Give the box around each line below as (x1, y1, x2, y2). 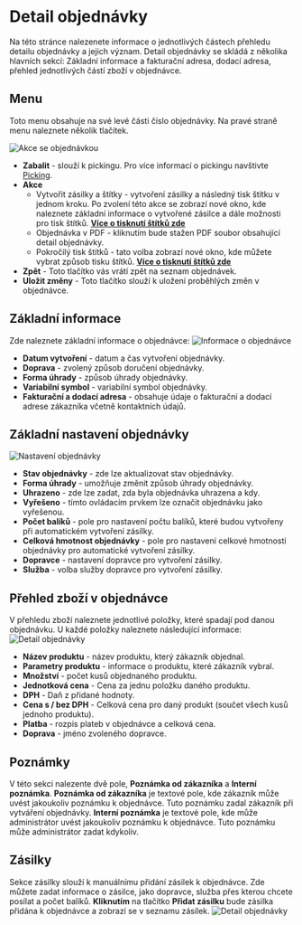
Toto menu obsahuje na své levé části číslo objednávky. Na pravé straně (9, 115, 278, 126)
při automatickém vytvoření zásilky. (22, 526, 155, 537)
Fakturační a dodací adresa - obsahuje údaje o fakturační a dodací (22, 391, 272, 401)
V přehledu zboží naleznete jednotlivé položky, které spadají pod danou (9, 615, 275, 626)
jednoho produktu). (22, 709, 95, 720)
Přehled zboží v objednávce (9, 590, 169, 606)
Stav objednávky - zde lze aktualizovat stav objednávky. (22, 468, 234, 479)
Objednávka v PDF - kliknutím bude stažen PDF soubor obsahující (35, 227, 281, 238)
